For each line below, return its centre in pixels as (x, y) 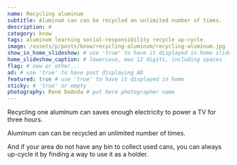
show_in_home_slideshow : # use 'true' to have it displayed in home (110, 53)
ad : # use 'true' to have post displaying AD (75, 72)
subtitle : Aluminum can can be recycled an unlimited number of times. (115, 20)
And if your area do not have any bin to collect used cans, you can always (115, 147)
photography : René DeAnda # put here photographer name (91, 92)
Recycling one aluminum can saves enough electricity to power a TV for (112, 112)
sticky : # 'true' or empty (47, 86)
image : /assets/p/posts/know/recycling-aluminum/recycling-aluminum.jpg (116, 46)
